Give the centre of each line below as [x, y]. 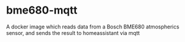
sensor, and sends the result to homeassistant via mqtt [73, 33]
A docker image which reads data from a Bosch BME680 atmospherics [93, 27]
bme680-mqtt [42, 10]
